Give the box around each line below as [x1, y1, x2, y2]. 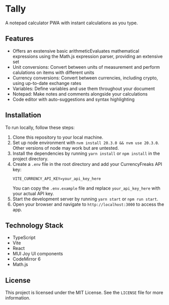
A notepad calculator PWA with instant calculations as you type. [5, 20, 138, 26]
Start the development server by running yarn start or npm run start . [12, 196, 158, 202]
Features [5, 34, 34, 43]
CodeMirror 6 [12, 256, 41, 262]
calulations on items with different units [12, 69, 94, 75]
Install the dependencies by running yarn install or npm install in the [12, 150, 160, 156]
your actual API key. [12, 190, 54, 196]
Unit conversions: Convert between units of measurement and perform [12, 64, 160, 70]
